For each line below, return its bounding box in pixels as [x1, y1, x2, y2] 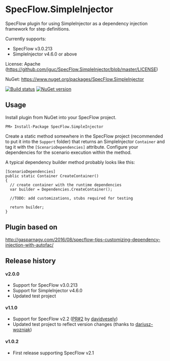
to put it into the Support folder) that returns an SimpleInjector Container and [5, 138, 165, 145]
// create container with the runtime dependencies [10, 182, 122, 187]
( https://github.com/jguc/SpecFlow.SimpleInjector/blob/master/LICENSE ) [5, 66, 158, 72]
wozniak [12, 327, 31, 333]
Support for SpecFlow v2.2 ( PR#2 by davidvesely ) [12, 316, 118, 322]
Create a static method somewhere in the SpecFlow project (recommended [5, 133, 163, 139]
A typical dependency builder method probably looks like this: [5, 159, 135, 165]
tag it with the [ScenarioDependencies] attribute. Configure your [5, 144, 138, 150]
